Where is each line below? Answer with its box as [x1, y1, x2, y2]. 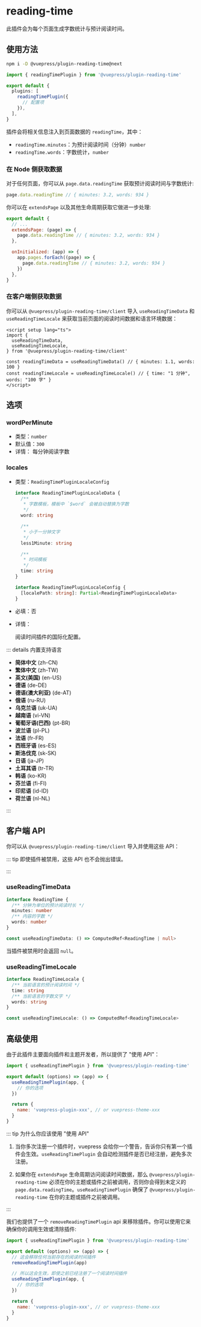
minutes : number [11, 908, 52, 914]
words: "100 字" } [6, 376, 52, 383]
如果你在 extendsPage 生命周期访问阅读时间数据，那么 [14, 1171, 149, 1178]
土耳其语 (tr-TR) [14, 764, 54, 771]
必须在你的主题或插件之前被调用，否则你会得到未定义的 [49, 1178, 187, 1185]
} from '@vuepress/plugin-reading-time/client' [6, 348, 128, 354]
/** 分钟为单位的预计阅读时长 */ [11, 902, 85, 908]
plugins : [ [11, 88, 39, 94]
